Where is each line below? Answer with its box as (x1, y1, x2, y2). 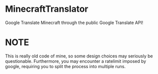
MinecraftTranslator (5, 3, 88, 15)
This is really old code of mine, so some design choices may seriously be (5, 53, 153, 59)
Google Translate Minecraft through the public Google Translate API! (5, 20, 143, 25)
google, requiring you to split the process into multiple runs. (5, 63, 126, 69)
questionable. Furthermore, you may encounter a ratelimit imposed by (5, 58, 146, 64)
